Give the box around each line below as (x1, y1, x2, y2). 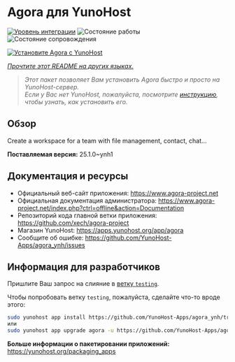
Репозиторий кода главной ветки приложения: (17, 211, 157, 219)
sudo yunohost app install (7, 314, 86, 321)
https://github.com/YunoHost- (85, 233, 172, 242)
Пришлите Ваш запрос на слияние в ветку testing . (7, 280, 159, 288)
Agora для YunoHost (7, 4, 131, 20)
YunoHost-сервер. (24, 82, 79, 91)
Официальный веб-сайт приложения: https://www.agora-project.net (17, 189, 219, 197)
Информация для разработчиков (7, 261, 161, 273)
